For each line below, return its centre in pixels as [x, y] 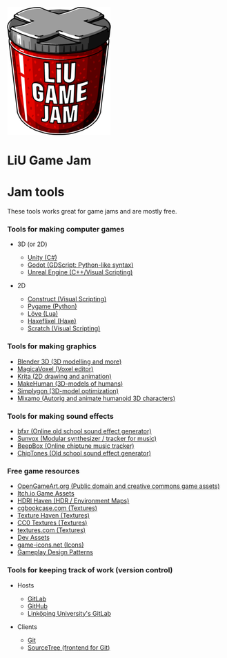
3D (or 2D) [32, 244]
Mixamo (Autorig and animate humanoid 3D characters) [96, 398]
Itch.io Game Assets [46, 493]
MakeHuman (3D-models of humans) [70, 384]
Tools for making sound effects [60, 416]
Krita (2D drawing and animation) [64, 376]
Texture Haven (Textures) [53, 516]
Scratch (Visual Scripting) [64, 328]
